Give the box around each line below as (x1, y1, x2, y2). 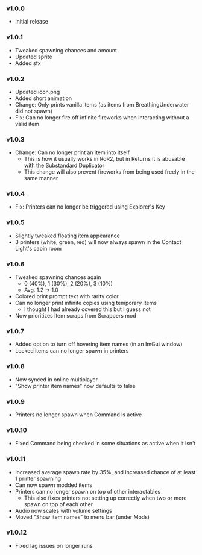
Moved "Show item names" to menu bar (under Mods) (14, 513, 150, 521)
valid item (14, 120, 40, 127)
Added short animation (14, 95, 72, 102)
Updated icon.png (14, 88, 60, 95)
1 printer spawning (14, 475, 62, 482)
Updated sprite (14, 53, 52, 60)
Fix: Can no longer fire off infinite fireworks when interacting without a (14, 113, 189, 121)
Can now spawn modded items (14, 481, 92, 489)
